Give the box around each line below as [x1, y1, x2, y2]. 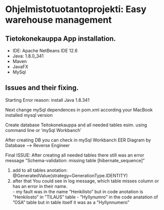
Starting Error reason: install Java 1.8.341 [5, 97, 90, 103]
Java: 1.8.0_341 [12, 53, 44, 59]
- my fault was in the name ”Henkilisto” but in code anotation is [12, 188, 143, 194]
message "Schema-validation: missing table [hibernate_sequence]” [5, 157, 145, 163]
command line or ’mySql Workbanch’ [5, 127, 81, 133]
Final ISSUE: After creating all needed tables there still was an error [5, 152, 144, 158]
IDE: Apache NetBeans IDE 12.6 [12, 48, 78, 53]
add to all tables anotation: [12, 167, 68, 173]
